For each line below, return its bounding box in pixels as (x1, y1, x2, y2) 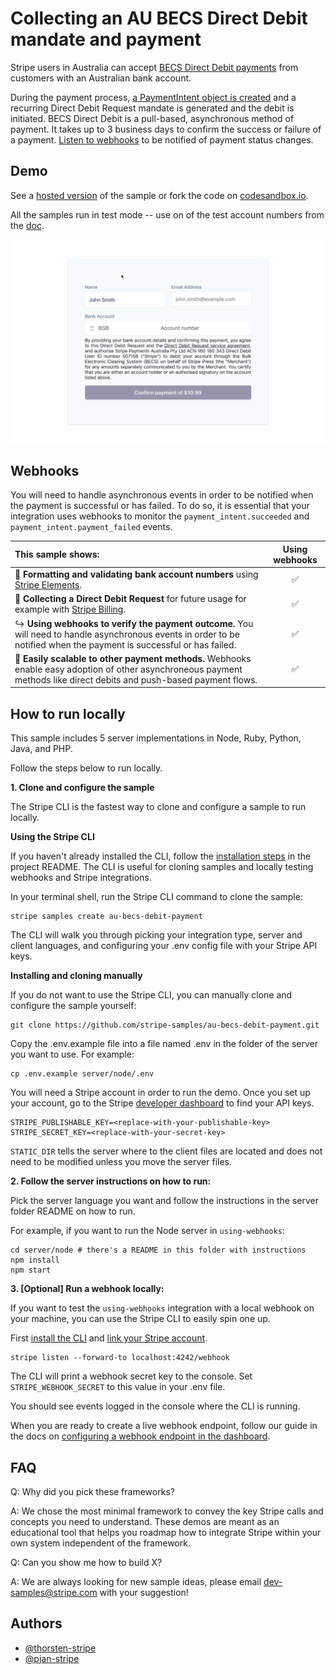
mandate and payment (10, 28, 202, 51)
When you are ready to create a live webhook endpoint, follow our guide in (10, 1420, 318, 1432)
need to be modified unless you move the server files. (10, 1156, 233, 1168)
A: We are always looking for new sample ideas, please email (10, 1575, 262, 1587)
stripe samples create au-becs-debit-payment (10, 912, 203, 922)
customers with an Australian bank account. (10, 72, 192, 84)
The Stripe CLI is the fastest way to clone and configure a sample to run (10, 801, 307, 813)
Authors (10, 1615, 63, 1632)
